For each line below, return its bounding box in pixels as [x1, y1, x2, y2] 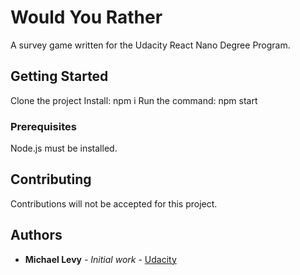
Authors [10, 227, 63, 244]
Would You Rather [10, 6, 163, 29]
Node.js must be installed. [10, 142, 118, 155]
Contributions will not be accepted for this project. [10, 197, 218, 210]
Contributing [10, 171, 92, 188]
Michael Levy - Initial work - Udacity [24, 253, 177, 265]
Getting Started [10, 68, 109, 85]
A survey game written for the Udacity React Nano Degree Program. [10, 39, 291, 51]
